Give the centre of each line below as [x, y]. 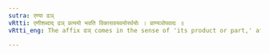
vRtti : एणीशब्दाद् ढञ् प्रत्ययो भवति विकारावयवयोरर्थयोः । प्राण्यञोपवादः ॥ [96, 23]
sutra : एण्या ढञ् [31, 15]
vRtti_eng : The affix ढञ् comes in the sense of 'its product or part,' [130, 30]
